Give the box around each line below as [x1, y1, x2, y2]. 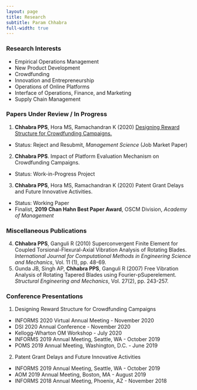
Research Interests [6, 45, 62, 53]
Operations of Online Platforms [14, 83, 90, 90]
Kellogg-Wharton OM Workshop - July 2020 [14, 329, 122, 336]
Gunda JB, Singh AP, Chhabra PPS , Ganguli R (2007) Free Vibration [14, 265, 179, 272]
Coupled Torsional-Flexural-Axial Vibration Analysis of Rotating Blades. [14, 246, 187, 253]
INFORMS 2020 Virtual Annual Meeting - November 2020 [14, 317, 155, 324]
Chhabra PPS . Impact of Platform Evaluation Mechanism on [14, 153, 159, 160]
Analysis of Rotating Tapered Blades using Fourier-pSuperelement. [14, 272, 176, 279]
